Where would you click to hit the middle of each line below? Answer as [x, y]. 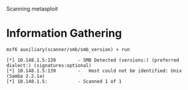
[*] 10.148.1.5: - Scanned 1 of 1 [64, 81]
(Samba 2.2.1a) [26, 76]
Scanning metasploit [32, 9]
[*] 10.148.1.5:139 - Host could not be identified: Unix [94, 71]
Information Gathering [64, 33]
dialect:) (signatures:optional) [49, 65]
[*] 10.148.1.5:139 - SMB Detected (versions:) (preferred [93, 60]
